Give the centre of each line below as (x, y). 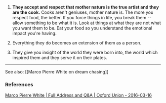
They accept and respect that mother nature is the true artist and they (85, 7)
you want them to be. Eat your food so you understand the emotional (82, 28)
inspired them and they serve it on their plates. (60, 58)
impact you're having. (34, 33)
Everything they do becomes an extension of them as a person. (77, 43)
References (19, 84)
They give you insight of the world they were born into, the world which (85, 52)
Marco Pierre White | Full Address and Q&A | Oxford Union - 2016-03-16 (79, 95)
